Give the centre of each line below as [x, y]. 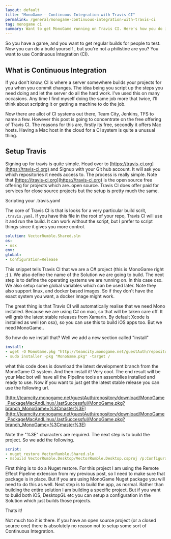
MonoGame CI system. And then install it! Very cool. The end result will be [83, 371]
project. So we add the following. [40, 440]
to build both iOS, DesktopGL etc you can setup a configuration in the [78, 495]
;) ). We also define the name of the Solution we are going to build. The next [85, 275]
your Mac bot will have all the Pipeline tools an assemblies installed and [80, 377]
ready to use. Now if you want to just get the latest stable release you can [82, 382]
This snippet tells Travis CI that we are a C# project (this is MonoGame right [84, 269]
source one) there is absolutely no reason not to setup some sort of [76, 526]
